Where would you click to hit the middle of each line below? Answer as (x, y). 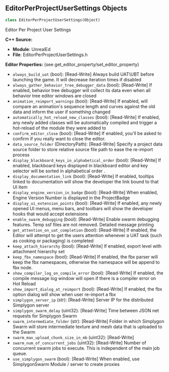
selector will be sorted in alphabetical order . (59, 171)
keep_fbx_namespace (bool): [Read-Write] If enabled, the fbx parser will (85, 257)
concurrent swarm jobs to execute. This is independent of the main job (86, 348)
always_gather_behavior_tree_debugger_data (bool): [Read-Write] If (82, 85)
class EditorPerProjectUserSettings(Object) (53, 20)
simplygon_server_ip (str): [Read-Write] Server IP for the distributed (83, 300)
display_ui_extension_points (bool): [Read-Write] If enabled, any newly (87, 203)
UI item (20, 187)
